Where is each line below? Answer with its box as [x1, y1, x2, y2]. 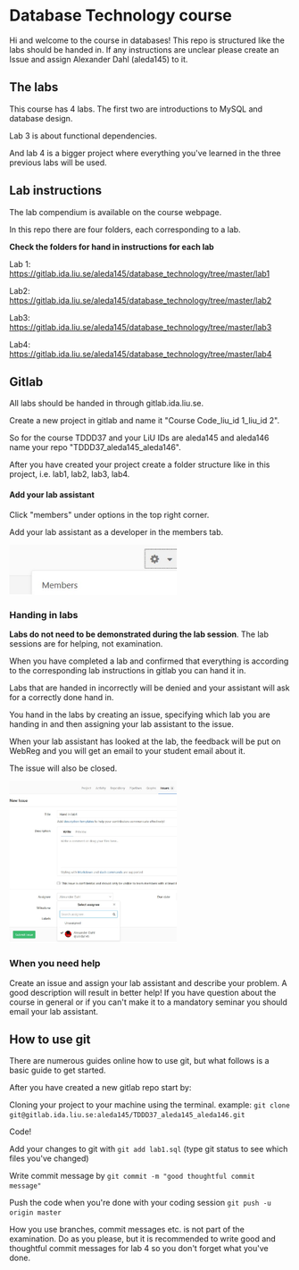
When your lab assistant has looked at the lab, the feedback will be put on [9, 736, 281, 747]
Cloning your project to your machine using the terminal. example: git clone [9, 1099, 290, 1110]
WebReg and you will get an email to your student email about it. [9, 746, 245, 756]
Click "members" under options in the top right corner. [9, 509, 210, 520]
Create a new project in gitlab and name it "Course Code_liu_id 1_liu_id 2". [9, 415, 279, 426]
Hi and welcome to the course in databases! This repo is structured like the [9, 35, 286, 46]
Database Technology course [9, 5, 232, 26]
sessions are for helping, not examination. [9, 639, 163, 649]
